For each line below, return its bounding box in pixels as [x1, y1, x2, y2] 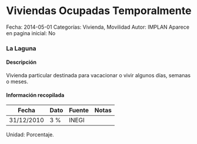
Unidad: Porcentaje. [6, 131, 54, 138]
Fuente [68, 107, 89, 115]
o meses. [6, 78, 28, 85]
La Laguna [6, 44, 36, 52]
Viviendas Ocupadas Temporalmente [6, 4, 192, 18]
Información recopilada [6, 91, 65, 98]
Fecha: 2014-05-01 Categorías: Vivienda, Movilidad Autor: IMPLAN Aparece [6, 23, 190, 30]
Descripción [6, 59, 37, 66]
